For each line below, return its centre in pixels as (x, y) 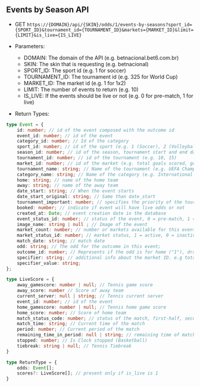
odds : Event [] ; (36, 368)
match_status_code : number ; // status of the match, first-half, (100, 318)
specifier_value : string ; (49, 263)
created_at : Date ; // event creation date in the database (92, 213)
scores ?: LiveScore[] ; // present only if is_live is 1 (88, 373)
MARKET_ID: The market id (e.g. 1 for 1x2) (75, 83)
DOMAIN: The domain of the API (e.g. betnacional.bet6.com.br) (101, 58)
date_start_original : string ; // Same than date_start (86, 197)
